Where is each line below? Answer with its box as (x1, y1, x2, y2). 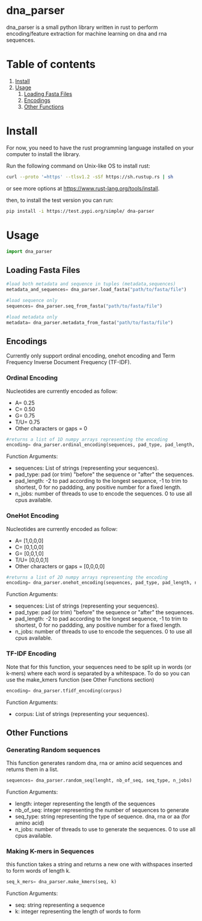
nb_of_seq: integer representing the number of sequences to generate (14, 806, 189, 814)
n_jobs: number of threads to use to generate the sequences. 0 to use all (14, 826, 196, 833)
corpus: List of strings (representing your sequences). (14, 710, 149, 717)
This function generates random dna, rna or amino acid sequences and (6, 759, 182, 767)
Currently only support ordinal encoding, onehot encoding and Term (6, 352, 176, 359)
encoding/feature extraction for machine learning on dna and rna (6, 30, 167, 37)
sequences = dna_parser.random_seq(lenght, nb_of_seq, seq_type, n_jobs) (6, 778, 192, 784)
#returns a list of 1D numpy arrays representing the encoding (6, 436, 168, 442)
